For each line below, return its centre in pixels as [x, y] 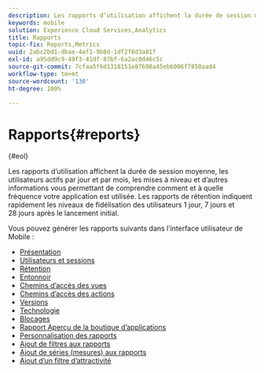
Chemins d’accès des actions [67, 294]
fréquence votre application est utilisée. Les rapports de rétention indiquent [130, 197]
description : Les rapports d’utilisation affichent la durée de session [130, 15]
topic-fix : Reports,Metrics [54, 45]
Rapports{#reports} [74, 134]
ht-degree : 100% [35, 89]
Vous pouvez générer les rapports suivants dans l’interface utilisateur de [126, 228]
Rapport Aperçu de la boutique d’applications [93, 327]
